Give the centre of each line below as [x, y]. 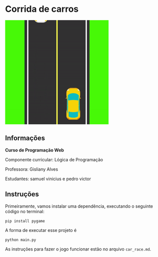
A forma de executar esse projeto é [41, 230]
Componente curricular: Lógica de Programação [54, 159]
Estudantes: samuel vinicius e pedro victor [48, 179]
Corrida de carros [42, 9]
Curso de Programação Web [34, 150]
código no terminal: [25, 211]
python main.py [21, 240]
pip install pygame [25, 221]
